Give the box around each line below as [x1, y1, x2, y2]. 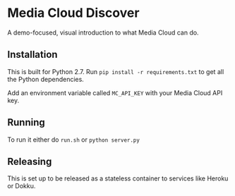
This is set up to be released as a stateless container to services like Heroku [7, 174, 229, 183]
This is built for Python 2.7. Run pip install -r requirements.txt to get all [7, 67, 224, 75]
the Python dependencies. [7, 75, 85, 83]
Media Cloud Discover [7, 5, 140, 21]
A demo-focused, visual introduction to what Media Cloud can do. [7, 28, 199, 37]
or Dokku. [7, 182, 36, 190]
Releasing [7, 155, 52, 167]
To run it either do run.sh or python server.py [7, 135, 140, 144]
